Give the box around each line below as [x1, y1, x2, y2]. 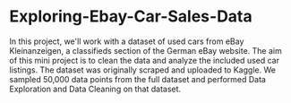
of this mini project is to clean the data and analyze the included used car [9, 55, 280, 65]
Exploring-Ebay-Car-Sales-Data [9, 6, 252, 27]
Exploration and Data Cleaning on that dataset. [9, 83, 182, 94]
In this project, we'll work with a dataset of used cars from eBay [9, 36, 244, 47]
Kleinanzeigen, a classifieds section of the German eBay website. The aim [9, 45, 282, 56]
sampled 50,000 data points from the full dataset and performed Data [9, 73, 267, 84]
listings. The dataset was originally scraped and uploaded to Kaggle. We [9, 64, 276, 75]
